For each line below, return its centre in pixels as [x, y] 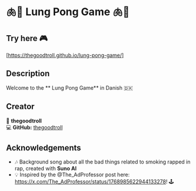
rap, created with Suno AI [46, 169]
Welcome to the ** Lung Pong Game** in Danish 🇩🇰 [70, 88]
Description [28, 74]
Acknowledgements [44, 148]
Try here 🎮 [27, 38]
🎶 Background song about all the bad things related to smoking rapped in [102, 162]
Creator [20, 107]
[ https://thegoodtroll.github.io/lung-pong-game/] [65, 55]
